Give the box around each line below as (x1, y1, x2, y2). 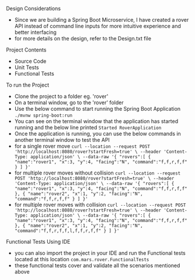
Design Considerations (6, 5, 61, 12)
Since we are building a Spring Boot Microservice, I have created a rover (14, 16, 189, 23)
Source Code (14, 58, 47, 64)
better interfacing (14, 29, 57, 36)
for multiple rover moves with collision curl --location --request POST (14, 202, 186, 208)
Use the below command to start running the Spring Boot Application (14, 105, 181, 112)
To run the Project (6, 81, 50, 88)
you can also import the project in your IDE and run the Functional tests (14, 250, 186, 257)
